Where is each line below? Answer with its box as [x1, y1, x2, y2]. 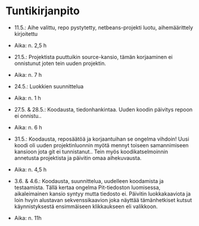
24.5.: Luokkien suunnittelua [14, 82, 84, 90]
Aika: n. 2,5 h [14, 42, 47, 49]
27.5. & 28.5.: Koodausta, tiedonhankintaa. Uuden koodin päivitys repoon [14, 106, 193, 113]
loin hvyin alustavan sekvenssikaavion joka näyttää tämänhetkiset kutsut [14, 196, 192, 203]
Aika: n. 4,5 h [14, 166, 47, 173]
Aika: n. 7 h [14, 71, 42, 78]
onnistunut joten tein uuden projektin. [14, 60, 107, 67]
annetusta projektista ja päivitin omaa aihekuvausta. [14, 154, 142, 162]
